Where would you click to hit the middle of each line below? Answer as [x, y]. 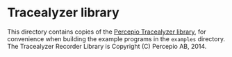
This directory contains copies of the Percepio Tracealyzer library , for [107, 32]
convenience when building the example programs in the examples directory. [116, 38]
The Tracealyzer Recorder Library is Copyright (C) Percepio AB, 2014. [107, 46]
